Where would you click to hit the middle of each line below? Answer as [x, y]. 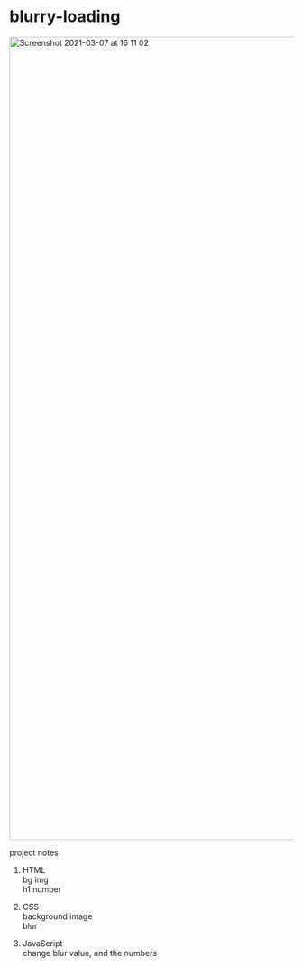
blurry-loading [65, 17]
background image [57, 916]
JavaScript [42, 943]
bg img [36, 879]
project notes [34, 852]
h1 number [41, 889]
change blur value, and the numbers [90, 953]
